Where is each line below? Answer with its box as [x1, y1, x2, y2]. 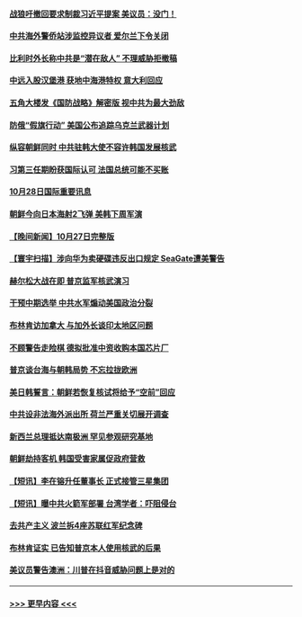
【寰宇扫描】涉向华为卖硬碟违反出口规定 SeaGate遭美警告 [9, 253, 226, 264]
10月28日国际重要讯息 [9, 186, 92, 197]
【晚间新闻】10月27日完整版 [9, 230, 115, 242]
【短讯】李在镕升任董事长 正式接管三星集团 [9, 476, 169, 487]
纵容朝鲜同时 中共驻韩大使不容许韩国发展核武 [9, 142, 177, 153]
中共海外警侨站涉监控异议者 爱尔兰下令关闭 [9, 31, 169, 41]
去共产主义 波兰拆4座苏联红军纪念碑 [9, 520, 143, 531]
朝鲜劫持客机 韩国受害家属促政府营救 [9, 453, 146, 464]
